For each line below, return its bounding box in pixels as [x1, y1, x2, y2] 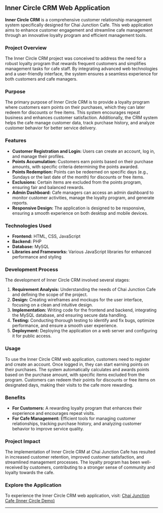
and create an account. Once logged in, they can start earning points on [5, 361, 149, 367]
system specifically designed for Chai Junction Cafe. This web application [5, 22, 153, 28]
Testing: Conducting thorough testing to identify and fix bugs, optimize [12, 318, 155, 324]
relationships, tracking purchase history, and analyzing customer [12, 420, 142, 427]
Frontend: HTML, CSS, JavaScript [12, 233, 81, 239]
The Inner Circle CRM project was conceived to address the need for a [5, 55, 147, 61]
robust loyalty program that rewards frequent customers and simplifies [5, 61, 147, 67]
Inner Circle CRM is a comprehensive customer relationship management [5, 17, 152, 22]
